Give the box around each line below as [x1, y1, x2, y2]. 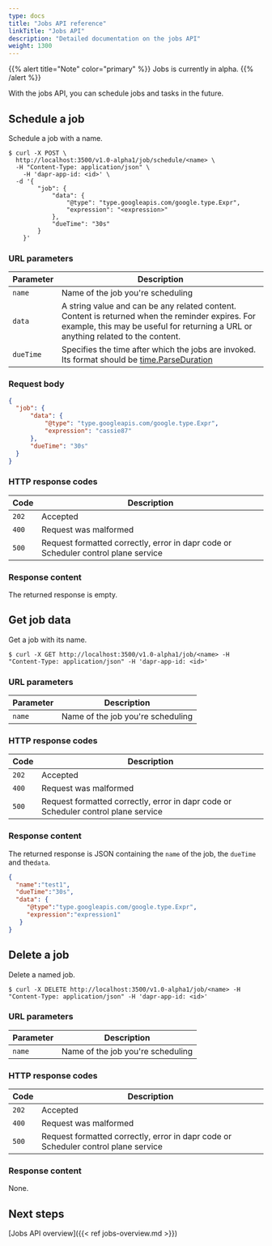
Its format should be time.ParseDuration [61, 354, 213, 365]
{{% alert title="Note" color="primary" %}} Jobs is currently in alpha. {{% [8, 64, 254, 74]
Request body [8, 378, 65, 389]
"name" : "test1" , [15, 880, 70, 889]
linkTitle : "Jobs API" [8, 27, 85, 35]
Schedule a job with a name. [8, 133, 103, 142]
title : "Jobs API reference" [8, 19, 107, 28]
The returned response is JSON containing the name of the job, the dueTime [8, 848, 257, 858]
